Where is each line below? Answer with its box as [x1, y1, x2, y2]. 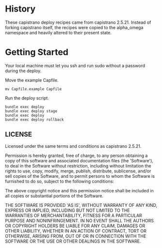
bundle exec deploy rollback [5, 117, 64, 122]
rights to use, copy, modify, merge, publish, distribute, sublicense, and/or [5, 168, 151, 174]
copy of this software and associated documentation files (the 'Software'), [5, 157, 154, 163]
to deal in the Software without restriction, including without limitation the [5, 163, 151, 169]
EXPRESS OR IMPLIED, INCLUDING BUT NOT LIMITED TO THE [5, 207, 130, 213]
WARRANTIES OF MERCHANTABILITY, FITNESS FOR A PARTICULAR [5, 212, 142, 218]
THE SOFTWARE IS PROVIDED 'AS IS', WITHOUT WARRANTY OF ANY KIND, [5, 202, 158, 208]
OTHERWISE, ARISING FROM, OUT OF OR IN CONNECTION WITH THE [5, 233, 146, 239]
